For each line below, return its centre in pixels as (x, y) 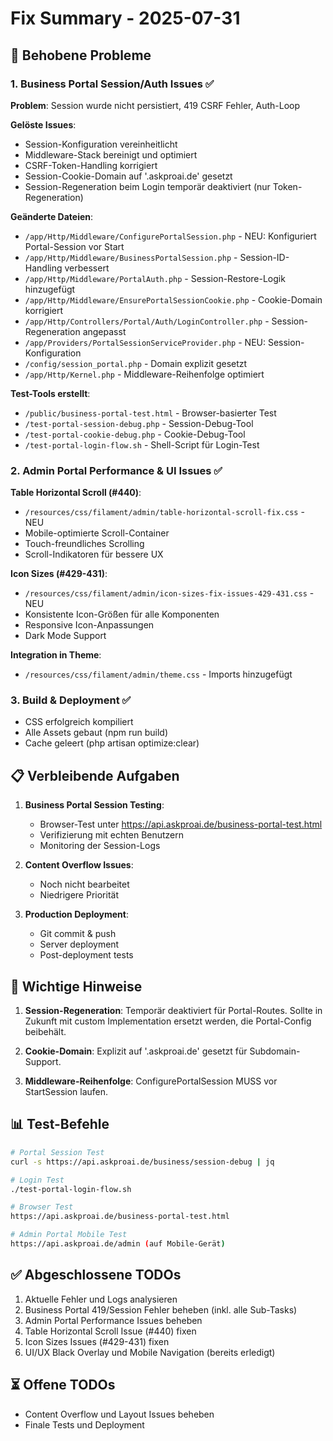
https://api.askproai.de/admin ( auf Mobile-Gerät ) (118, 1244)
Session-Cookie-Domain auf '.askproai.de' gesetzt (128, 176)
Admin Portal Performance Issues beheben (113, 1320)
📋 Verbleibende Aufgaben (95, 775)
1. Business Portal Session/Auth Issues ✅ (112, 84)
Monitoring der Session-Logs (100, 846)
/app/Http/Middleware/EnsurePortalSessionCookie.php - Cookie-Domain (173, 299)
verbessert (87, 268)
